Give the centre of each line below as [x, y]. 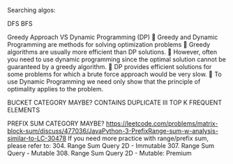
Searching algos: [31, 10]
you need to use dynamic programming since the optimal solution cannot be [117, 59]
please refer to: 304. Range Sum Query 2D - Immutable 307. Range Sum [111, 146]
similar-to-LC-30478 [37, 138]
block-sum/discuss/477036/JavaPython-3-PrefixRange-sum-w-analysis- [113, 131]
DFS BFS [20, 23]
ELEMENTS [24, 110]
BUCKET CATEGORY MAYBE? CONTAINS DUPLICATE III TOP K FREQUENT [114, 103]
